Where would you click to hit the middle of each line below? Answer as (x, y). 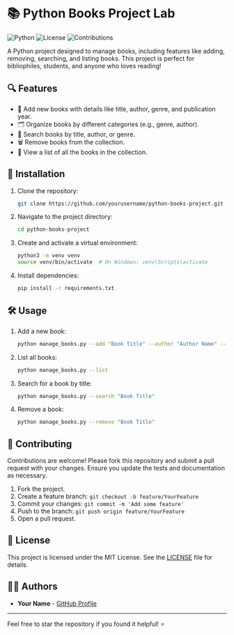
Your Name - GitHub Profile (57, 603)
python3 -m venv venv (49, 256)
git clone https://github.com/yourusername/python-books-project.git (120, 204)
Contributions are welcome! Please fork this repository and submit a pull (111, 461)
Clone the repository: (48, 191)
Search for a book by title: (54, 383)
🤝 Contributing (40, 444)
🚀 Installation (36, 174)
